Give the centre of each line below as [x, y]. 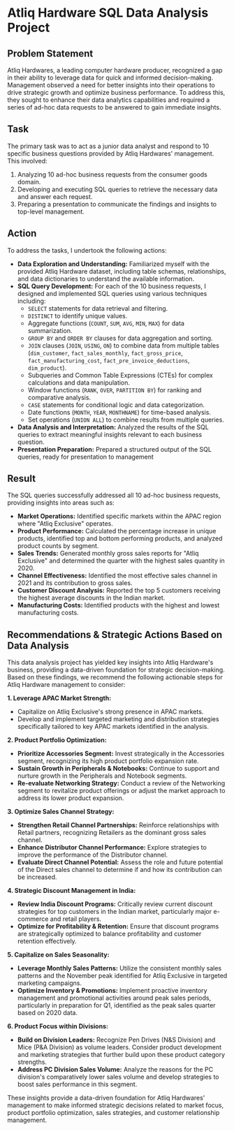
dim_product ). [47, 367]
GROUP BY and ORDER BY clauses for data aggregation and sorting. [120, 338]
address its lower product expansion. [71, 798]
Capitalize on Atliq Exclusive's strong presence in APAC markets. [110, 712]
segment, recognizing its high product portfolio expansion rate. [108, 761]
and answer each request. [55, 196]
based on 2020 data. [47, 1013]
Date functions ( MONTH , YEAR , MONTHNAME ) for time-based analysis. [119, 412]
